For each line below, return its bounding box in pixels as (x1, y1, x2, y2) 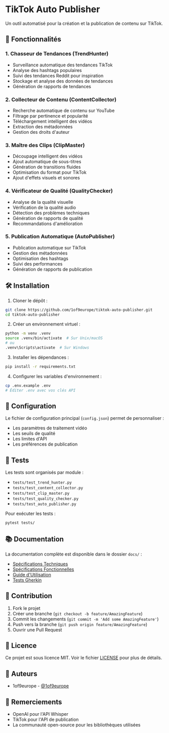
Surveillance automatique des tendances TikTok (12, 62, 113, 68)
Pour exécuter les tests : (5, 510, 56, 517)
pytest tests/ (5, 521, 35, 526)
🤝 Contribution (5, 592, 52, 600)
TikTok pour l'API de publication (12, 716, 79, 723)
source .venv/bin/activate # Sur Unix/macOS (5, 336, 103, 341)
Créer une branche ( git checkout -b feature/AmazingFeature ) (12, 610, 143, 616)
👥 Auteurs (5, 669, 37, 678)
